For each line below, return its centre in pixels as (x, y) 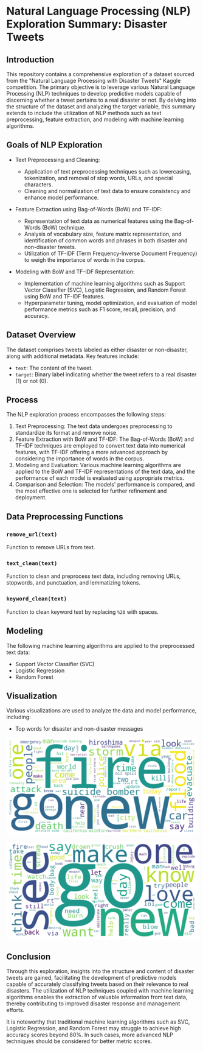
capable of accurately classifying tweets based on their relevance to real (97, 984)
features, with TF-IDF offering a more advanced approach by (91, 452)
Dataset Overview (41, 335)
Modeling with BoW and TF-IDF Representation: (75, 272)
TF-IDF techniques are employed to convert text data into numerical (100, 446)
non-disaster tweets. (50, 247)
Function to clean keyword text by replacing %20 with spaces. (83, 612)
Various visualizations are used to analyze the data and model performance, (101, 711)
